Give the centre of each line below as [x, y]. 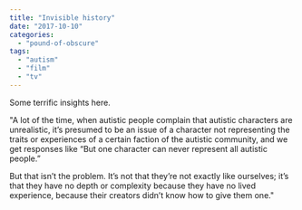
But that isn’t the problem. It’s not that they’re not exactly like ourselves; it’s [149, 176]
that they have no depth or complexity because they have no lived [133, 186]
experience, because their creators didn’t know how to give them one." [142, 195]
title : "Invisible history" [63, 18]
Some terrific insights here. [60, 102]
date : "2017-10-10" [46, 26]
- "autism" [38, 60]
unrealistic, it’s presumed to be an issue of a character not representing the [150, 129]
